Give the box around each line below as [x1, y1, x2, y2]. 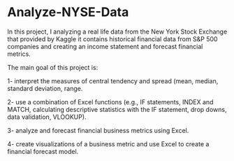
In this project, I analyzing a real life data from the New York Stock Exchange [7, 27, 228, 36]
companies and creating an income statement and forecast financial [7, 42, 203, 50]
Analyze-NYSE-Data [7, 4, 129, 20]
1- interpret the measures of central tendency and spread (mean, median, [7, 76, 219, 85]
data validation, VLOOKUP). [7, 113, 87, 121]
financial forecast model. [7, 147, 79, 155]
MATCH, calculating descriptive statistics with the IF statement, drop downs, [7, 105, 227, 113]
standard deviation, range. [7, 84, 83, 92]
